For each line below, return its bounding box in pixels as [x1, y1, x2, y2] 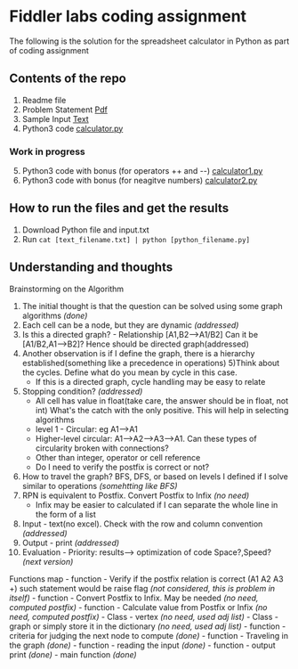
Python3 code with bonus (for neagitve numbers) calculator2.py [21, 175, 258, 186]
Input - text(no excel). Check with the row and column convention [21, 518, 263, 529]
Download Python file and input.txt [21, 224, 149, 235]
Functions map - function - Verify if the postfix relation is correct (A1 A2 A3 [9, 573, 284, 584]
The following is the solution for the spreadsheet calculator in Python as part [9, 36, 290, 46]
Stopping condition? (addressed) [21, 386, 143, 396]
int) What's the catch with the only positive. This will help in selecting [35, 404, 289, 415]
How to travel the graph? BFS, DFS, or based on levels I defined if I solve [21, 470, 289, 482]
